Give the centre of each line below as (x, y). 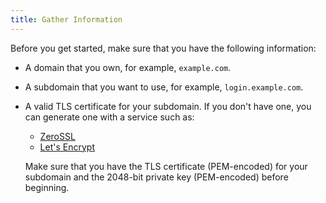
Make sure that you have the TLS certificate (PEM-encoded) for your (166, 166)
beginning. (47, 187)
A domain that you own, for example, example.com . (128, 67)
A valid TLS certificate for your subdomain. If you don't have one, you (168, 106)
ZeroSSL (57, 136)
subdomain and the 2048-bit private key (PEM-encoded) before (156, 177)
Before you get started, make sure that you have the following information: (163, 48)
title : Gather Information (66, 19)
